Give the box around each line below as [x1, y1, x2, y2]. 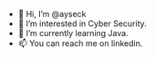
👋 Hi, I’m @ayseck [17, 9, 87, 19]
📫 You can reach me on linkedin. [17, 38, 143, 49]
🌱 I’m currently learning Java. [17, 28, 129, 38]
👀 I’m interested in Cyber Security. [17, 18, 148, 29]
